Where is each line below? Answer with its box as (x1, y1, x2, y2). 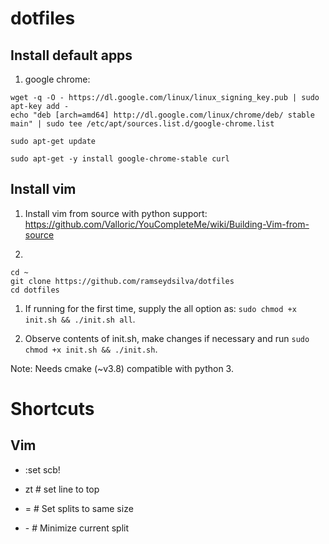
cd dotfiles (10, 285, 60, 295)
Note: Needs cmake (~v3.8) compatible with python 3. (10, 362, 234, 374)
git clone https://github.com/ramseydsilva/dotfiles (10, 276, 235, 286)
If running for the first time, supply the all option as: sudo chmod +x (24, 302, 297, 314)
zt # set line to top (24, 483, 100, 495)
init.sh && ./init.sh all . (24, 313, 136, 325)
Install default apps (10, 47, 133, 64)
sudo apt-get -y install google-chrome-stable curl (10, 154, 230, 164)
